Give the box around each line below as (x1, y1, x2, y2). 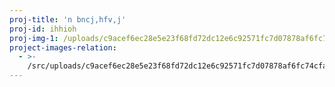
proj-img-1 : (9, 33, 59, 43)
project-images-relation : (9, 42, 117, 53)
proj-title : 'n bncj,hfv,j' (9, 14, 127, 25)
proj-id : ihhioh (9, 24, 77, 34)
